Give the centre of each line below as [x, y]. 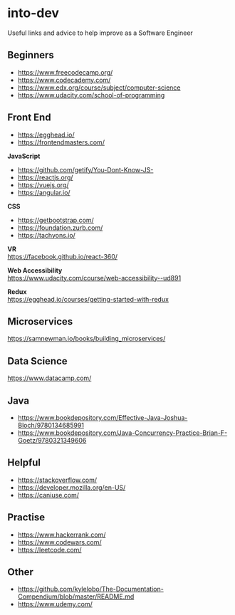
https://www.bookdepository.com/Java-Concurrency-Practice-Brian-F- [122, 433]
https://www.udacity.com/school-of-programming [91, 95]
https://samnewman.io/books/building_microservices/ [87, 339]
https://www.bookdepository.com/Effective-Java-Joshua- [103, 417]
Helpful [24, 463]
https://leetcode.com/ [49, 550]
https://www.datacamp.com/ [49, 378]
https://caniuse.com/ [48, 495]
